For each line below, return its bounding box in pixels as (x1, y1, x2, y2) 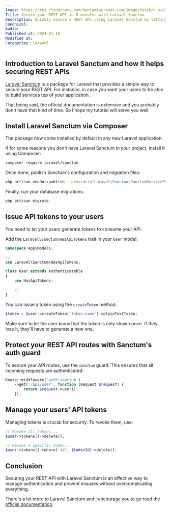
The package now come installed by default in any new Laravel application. (5, 135, 163, 141)
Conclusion (5, 462, 43, 470)
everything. (5, 486, 30, 492)
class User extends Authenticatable (5, 269, 83, 274)
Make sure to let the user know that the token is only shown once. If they (5, 320, 158, 326)
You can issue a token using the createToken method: (5, 301, 117, 307)
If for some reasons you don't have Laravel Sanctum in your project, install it (5, 145, 165, 151)
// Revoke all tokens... (5, 429, 58, 434)
